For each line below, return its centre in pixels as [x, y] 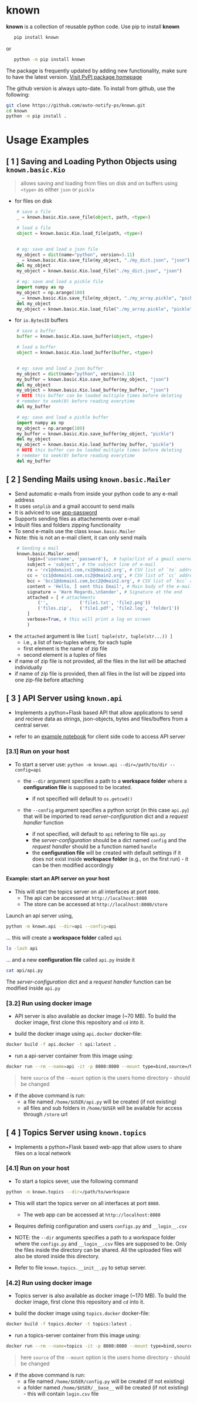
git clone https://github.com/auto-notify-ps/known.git [76, 105]
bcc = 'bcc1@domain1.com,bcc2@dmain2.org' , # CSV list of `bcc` [107, 581]
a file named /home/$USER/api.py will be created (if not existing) [100, 1102]
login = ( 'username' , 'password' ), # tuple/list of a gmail [101, 559]
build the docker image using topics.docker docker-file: [82, 1314]
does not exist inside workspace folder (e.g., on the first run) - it [110, 859]
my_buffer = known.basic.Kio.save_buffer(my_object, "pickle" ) [96, 434]
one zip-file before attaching [49, 680]
